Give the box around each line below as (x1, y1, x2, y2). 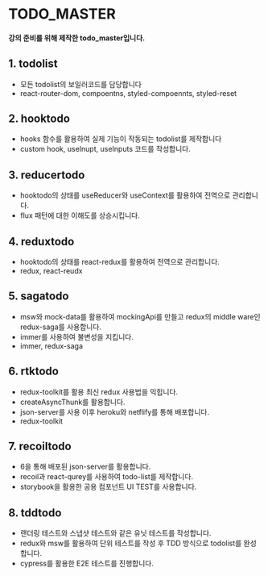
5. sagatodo (8, 290, 69, 303)
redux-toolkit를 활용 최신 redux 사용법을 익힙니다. (19, 386, 179, 396)
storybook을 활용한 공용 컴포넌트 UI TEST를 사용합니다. (19, 482, 197, 492)
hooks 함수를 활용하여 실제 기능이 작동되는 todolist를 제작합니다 (19, 134, 222, 144)
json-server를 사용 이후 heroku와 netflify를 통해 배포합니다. (19, 407, 210, 416)
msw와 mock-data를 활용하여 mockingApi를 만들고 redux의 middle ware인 (19, 311, 261, 321)
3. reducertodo (8, 168, 85, 182)
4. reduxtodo (8, 235, 75, 248)
